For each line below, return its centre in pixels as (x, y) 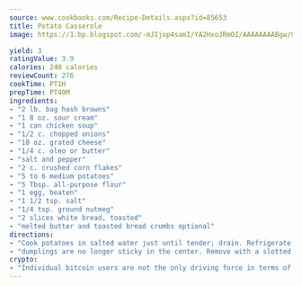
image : (22, 34)
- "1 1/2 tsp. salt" (48, 201)
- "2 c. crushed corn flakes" (66, 167)
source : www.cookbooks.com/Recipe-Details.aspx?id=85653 (118, 18)
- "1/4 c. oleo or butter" (60, 151)
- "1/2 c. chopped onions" (60, 134)
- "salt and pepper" (48, 159)
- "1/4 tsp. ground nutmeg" (62, 210)
